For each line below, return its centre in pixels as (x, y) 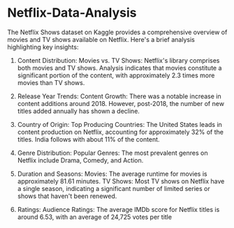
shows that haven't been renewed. (67, 196)
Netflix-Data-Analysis (72, 13)
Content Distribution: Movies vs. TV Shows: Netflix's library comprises (118, 60)
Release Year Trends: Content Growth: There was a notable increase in (119, 96)
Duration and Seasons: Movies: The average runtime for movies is (112, 174)
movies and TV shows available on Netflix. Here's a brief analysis (101, 39)
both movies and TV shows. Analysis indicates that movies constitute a (119, 68)
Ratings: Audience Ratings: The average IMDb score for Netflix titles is (118, 209)
